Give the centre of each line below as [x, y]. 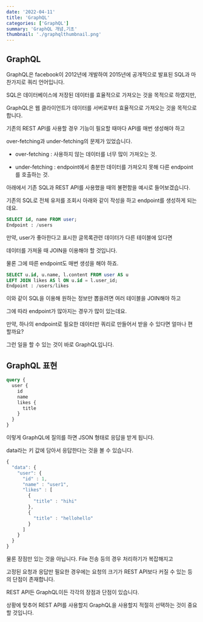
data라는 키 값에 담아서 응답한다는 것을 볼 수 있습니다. [70, 450]
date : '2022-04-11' [31, 12]
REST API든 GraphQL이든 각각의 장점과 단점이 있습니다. [73, 592]
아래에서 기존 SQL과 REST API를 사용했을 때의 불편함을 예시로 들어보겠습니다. [98, 187]
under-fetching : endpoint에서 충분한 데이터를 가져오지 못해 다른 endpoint [104, 167]
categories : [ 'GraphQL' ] [38, 23]
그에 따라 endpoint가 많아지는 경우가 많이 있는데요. [67, 311]
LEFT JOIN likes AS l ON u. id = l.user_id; [62, 280]
